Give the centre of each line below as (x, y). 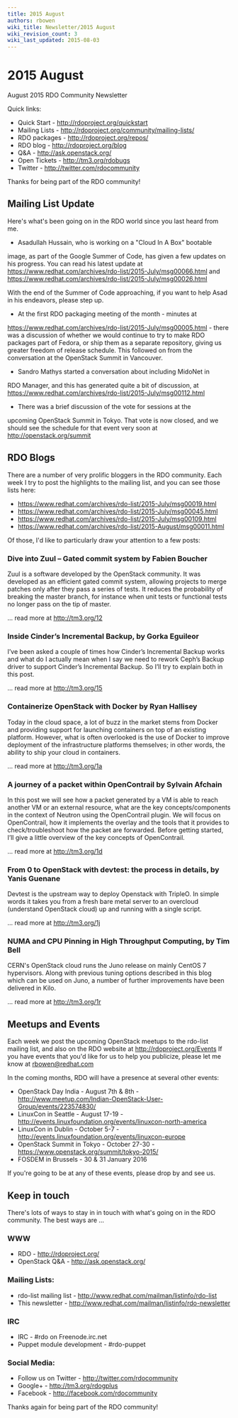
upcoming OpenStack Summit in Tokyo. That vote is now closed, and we (113, 420)
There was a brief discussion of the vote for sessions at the (104, 406)
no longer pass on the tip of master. (59, 604)
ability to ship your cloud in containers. (64, 752)
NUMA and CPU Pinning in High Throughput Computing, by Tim (119, 942)
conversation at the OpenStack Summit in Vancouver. (85, 358)
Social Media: (31, 1363)
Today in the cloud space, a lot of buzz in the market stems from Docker (113, 722)
